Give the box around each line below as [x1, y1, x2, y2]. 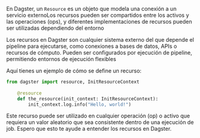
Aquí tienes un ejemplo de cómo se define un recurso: [6, 67, 142, 74]
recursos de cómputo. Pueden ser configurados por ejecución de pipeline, [6, 49, 193, 56]
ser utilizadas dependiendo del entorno [6, 24, 104, 31]
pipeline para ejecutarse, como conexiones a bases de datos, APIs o [6, 42, 178, 50]
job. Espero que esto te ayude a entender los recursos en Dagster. [6, 125, 172, 133]
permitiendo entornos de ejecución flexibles [6, 56, 116, 62]
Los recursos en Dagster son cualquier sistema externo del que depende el [6, 36, 195, 43]
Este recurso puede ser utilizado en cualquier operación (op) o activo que [6, 112, 190, 120]
